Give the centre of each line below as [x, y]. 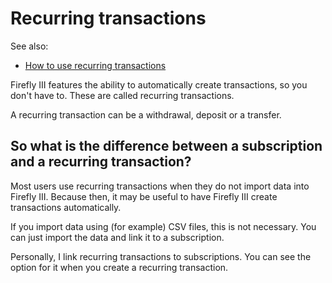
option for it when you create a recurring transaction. [119, 267]
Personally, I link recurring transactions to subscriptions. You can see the [161, 256]
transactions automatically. [66, 207]
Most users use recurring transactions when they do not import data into [160, 186]
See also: [29, 46]
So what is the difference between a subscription [166, 146]
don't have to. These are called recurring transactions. [122, 95]
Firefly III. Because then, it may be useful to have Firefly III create [144, 196]
